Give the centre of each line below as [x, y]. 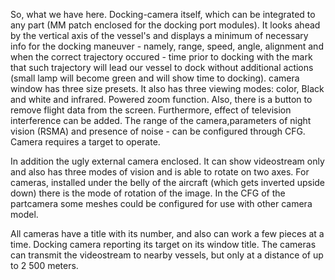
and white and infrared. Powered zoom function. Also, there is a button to [161, 99]
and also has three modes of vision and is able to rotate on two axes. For [160, 172]
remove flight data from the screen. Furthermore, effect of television [151, 110]
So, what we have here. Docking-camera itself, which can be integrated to [163, 14]
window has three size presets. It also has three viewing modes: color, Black [167, 88]
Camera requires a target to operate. [85, 142]
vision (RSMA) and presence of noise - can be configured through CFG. [158, 131]
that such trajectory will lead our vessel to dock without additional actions [162, 67]
